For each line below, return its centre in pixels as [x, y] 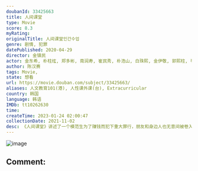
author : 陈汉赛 [23, 66]
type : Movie [21, 22]
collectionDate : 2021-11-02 [41, 121]
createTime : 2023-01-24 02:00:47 [47, 116]
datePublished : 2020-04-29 [39, 50]
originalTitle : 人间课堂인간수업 [43, 39]
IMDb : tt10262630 [27, 105]
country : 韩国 [23, 94]
